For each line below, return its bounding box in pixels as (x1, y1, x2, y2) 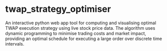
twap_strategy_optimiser (5, 3, 111, 15)
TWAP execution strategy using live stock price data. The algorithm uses (5, 25, 155, 31)
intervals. (5, 41, 25, 47)
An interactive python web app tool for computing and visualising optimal (5, 20, 156, 26)
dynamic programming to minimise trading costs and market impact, (5, 30, 146, 36)
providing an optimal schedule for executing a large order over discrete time (5, 36, 162, 42)
